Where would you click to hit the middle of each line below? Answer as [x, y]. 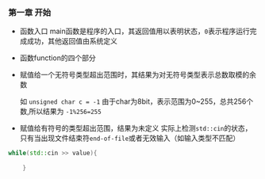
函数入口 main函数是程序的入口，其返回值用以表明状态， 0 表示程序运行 [134, 31]
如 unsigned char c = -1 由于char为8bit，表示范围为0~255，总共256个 [136, 101]
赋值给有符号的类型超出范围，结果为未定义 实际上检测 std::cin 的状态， [136, 128]
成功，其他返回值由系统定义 [72, 41]
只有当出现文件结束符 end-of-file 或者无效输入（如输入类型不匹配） [130, 138]
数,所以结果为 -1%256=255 [60, 112]
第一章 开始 [30, 12]
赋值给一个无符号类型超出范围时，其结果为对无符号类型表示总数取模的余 [138, 75]
